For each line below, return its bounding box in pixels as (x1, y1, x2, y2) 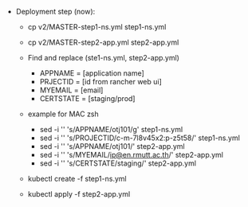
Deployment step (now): (15, 7, 96, 16)
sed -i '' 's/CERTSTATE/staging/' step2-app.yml (39, 158, 197, 168)
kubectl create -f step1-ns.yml (27, 174, 127, 183)
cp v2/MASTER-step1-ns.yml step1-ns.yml (27, 22, 167, 31)
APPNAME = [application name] (39, 68, 145, 78)
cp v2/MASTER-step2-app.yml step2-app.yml (27, 37, 179, 47)
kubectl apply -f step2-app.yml (27, 189, 131, 198)
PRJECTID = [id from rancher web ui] (39, 77, 162, 86)
